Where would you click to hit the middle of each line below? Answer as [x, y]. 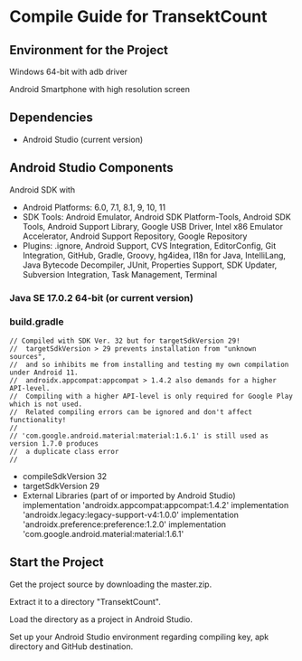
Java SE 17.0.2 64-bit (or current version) [102, 297]
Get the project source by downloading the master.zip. [111, 584]
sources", [28, 356]
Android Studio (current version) [83, 139]
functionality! [38, 420]
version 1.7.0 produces [54, 444]
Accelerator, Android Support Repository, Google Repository [135, 236]
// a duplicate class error [64, 451]
